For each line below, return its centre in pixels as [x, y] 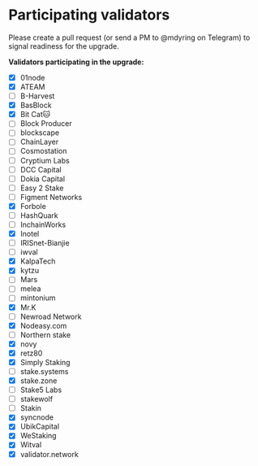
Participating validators [89, 15]
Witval [31, 445]
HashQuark [39, 215]
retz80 [31, 353]
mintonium [38, 298]
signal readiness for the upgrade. [64, 46]
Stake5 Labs [41, 390]
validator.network [49, 454]
